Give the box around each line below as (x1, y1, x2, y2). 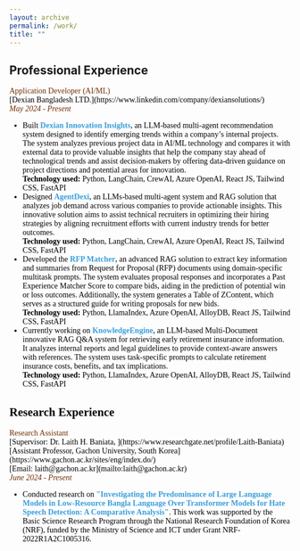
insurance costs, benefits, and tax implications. (21, 362, 169, 371)
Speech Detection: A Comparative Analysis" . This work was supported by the (21, 507, 273, 517)
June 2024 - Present (9, 473, 72, 482)
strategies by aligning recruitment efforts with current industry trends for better (21, 219, 270, 228)
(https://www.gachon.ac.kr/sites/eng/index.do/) (9, 456, 156, 465)
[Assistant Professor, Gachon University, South (9, 447, 157, 456)
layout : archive (9, 12, 70, 22)
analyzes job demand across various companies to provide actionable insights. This (21, 201, 283, 210)
